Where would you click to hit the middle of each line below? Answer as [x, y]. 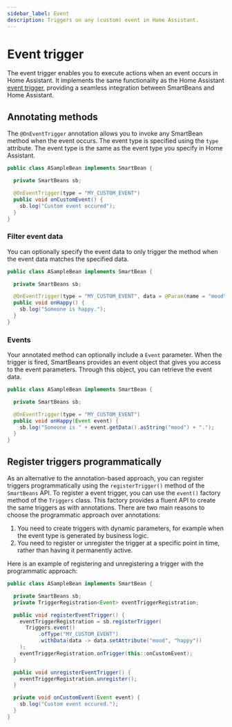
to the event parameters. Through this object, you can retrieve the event [110, 369]
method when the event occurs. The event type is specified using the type [113, 141]
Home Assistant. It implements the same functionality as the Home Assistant [116, 81]
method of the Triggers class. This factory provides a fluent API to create [112, 501]
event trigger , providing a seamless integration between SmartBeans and [111, 88]
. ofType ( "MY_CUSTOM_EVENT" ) [78, 634]
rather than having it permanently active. [75, 550]
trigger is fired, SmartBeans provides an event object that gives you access [114, 362]
